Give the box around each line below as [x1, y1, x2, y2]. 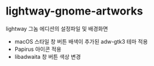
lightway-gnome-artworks [5, 4, 144, 18]
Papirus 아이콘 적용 [14, 45, 61, 53]
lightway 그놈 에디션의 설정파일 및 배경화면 [5, 25, 108, 32]
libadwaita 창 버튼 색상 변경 [14, 53, 81, 60]
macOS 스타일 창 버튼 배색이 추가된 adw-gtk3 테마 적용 [14, 38, 149, 45]
